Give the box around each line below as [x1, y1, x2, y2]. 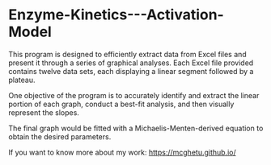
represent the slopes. [8, 107, 79, 118]
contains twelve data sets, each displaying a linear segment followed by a [8, 66, 254, 76]
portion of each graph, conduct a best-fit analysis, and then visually [8, 99, 235, 109]
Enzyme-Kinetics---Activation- [8, 6, 224, 24]
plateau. [8, 75, 36, 85]
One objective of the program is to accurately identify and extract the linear [8, 90, 260, 100]
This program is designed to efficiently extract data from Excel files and [8, 49, 247, 59]
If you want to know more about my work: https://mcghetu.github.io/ [8, 147, 236, 157]
